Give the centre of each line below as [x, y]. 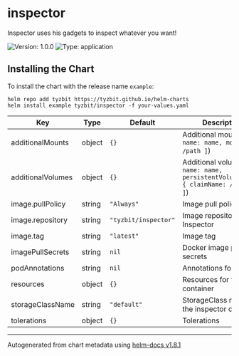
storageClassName [43, 304]
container [198, 288]
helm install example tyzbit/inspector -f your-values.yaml [99, 105]
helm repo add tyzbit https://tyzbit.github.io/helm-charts [99, 99]
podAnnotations [38, 268]
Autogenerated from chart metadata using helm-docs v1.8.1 [94, 345]
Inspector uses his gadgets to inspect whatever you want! [92, 33]
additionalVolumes [42, 177]
